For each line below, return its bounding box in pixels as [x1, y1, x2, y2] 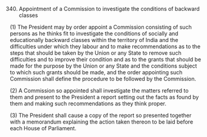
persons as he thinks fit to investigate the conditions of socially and [10, 30, 178, 37]
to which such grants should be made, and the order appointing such [10, 69, 183, 76]
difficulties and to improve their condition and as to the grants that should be [10, 56, 202, 63]
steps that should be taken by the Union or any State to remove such [10, 49, 182, 57]
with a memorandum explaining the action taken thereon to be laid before [10, 118, 194, 125]
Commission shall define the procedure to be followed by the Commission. [10, 76, 197, 82]
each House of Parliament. [10, 125, 76, 132]
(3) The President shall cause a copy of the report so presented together [10, 112, 192, 119]
